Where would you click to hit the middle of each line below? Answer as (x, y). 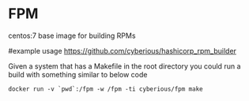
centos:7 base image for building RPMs (72, 36)
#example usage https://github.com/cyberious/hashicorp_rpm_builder (123, 50)
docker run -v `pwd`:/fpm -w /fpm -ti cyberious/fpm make (106, 89)
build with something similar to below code (78, 74)
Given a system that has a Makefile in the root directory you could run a (124, 66)
